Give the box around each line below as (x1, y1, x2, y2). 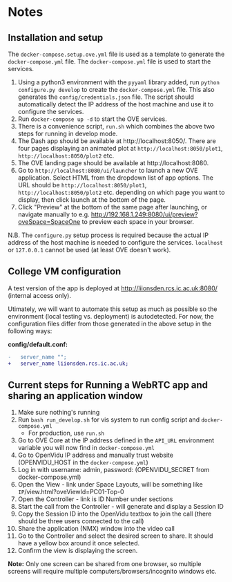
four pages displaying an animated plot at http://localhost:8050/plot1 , (17, 144, 223, 152)
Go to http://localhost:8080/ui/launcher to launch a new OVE (17, 167, 199, 174)
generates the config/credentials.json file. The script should (17, 93, 194, 101)
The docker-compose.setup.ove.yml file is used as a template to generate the (8, 50, 225, 58)
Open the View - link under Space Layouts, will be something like (17, 480, 203, 489)
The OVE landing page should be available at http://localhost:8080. (17, 159, 209, 167)
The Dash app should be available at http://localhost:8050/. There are (17, 137, 216, 145)
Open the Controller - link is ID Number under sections (17, 495, 173, 503)
